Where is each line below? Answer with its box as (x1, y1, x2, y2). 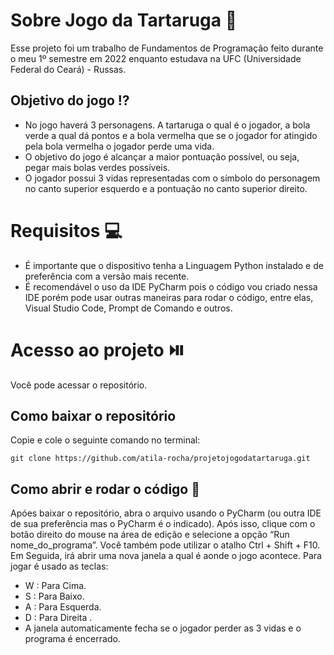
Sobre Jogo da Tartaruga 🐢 (10, 9, 238, 32)
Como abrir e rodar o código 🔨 (10, 480, 200, 498)
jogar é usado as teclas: (10, 560, 109, 573)
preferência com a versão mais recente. (24, 270, 190, 282)
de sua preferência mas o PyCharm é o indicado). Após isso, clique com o (10, 518, 316, 530)
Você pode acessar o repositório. (10, 379, 148, 391)
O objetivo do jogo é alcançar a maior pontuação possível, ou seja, (24, 150, 300, 163)
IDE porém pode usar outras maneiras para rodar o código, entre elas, (24, 291, 314, 303)
